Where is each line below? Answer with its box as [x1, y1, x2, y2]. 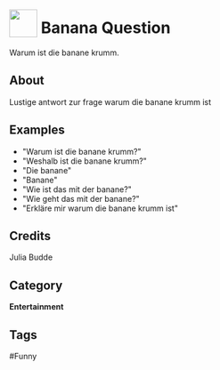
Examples [9, 123, 65, 138]
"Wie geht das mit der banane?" [21, 193, 140, 204]
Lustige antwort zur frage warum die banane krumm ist [9, 96, 212, 107]
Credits [9, 228, 52, 244]
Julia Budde [9, 252, 53, 262]
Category [9, 277, 63, 293]
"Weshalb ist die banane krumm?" [21, 156, 147, 166]
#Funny [9, 351, 37, 361]
